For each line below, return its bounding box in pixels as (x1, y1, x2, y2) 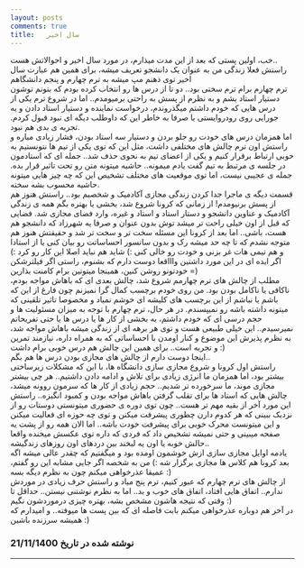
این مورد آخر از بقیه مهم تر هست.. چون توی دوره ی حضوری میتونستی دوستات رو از (10, 399, 291, 410)
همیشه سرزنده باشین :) (10, 515, 90, 526)
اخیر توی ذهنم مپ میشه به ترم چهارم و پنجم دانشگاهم (10, 74, 192, 85)
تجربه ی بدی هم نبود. (10, 122, 80, 133)
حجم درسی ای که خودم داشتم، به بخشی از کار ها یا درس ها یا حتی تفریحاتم (10, 313, 263, 325)
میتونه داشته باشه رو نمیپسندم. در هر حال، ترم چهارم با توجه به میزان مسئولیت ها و (10, 304, 289, 315)
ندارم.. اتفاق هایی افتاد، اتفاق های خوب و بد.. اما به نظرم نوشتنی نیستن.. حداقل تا (10, 486, 283, 497)
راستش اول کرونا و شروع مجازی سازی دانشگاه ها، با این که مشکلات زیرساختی (10, 362, 276, 372)
